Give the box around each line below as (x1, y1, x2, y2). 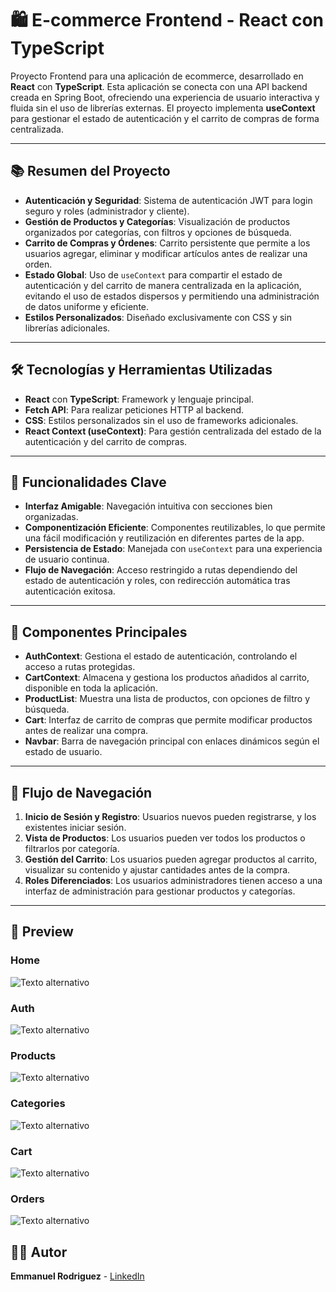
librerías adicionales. (24, 322, 111, 334)
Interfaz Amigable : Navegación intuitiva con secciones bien (24, 500, 273, 512)
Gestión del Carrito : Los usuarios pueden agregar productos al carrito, (24, 853, 318, 865)
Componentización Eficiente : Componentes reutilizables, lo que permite (24, 522, 326, 534)
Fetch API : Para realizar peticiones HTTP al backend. (24, 403, 245, 416)
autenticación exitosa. (24, 585, 116, 597)
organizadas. (24, 511, 79, 523)
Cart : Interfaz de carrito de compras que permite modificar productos (24, 714, 313, 726)
